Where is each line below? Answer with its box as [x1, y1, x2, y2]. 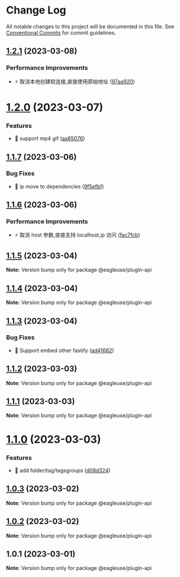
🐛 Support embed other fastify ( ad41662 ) [14, 347, 114, 354]
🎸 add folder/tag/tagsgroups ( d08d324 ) [14, 467, 111, 474]
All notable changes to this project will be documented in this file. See [6, 23, 175, 30]
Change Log [6, 4, 66, 17]
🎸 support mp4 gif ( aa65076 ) [14, 135, 85, 142]
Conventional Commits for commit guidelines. [6, 29, 116, 36]
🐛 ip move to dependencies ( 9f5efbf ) [14, 183, 104, 190]
